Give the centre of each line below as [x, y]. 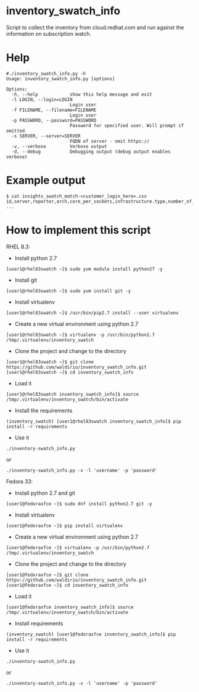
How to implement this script [78, 230]
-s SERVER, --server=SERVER [46, 136]
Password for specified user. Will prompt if [127, 125]
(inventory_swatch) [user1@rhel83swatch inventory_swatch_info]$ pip [94, 421]
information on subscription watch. [49, 33]
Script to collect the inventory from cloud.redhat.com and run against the [95, 27]
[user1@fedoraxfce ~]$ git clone [47, 575]
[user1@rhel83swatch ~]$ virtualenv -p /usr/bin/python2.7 [81, 335]
